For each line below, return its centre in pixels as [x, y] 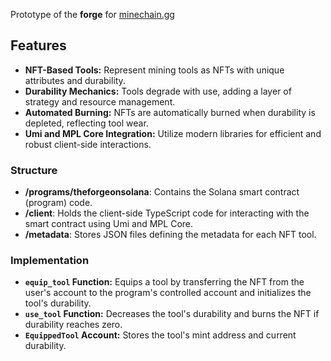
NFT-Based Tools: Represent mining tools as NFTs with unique [154, 70]
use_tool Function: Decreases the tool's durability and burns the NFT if [172, 314]
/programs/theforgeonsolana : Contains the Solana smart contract [162, 192]
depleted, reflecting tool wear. [86, 123]
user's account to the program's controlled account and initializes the [168, 293]
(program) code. [58, 203]
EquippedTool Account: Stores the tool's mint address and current [160, 335]
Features [38, 45]
